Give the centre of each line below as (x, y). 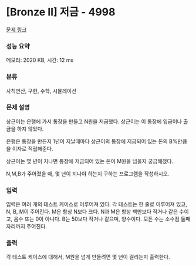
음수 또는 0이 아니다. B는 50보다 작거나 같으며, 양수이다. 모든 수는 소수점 (97, 219)
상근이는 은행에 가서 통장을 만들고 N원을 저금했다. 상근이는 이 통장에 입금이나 (94, 121)
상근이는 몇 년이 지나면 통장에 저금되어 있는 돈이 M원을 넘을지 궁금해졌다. (90, 161)
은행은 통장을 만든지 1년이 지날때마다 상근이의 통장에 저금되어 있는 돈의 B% (92, 141)
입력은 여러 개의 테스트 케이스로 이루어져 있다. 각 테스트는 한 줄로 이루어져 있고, (97, 204)
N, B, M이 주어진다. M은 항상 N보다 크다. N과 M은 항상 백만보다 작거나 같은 (92, 212)
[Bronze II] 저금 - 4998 (61, 12)
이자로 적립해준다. (33, 148)
